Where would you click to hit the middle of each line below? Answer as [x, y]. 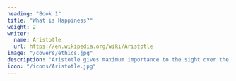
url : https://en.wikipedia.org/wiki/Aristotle [83, 46]
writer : [19, 33]
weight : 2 [22, 27]
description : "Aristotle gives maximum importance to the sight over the [118, 60]
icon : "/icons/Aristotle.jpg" [52, 66]
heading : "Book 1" [34, 14]
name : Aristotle [37, 40]
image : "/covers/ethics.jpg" [50, 54]
